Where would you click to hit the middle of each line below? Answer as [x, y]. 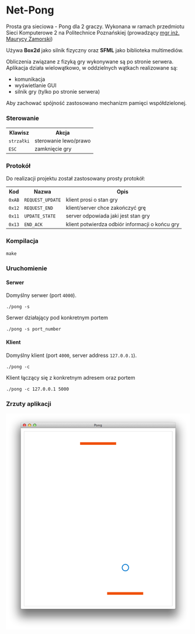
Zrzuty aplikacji [29, 404]
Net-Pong [30, 10]
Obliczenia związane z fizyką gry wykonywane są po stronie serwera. [90, 62]
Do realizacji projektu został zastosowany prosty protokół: [76, 179]
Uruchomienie [27, 268]
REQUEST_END [39, 209]
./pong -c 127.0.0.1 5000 [37, 389]
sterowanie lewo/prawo [63, 141]
